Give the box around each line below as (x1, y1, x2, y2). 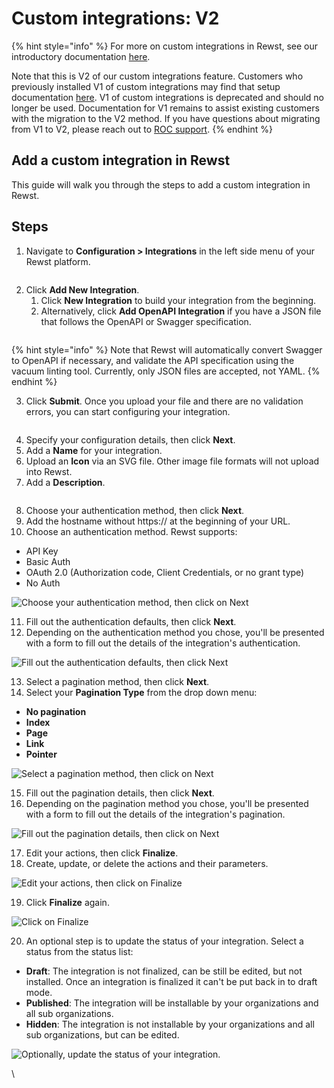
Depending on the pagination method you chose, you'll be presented (25, 797, 309, 809)
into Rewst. (25, 465, 73, 477)
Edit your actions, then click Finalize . (25, 847, 179, 859)
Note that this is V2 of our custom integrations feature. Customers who (11, 70, 304, 82)
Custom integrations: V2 (11, 7, 220, 30)
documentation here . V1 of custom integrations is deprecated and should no (11, 91, 324, 103)
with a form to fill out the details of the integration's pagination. (25, 808, 286, 820)
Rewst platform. (25, 255, 91, 267)
